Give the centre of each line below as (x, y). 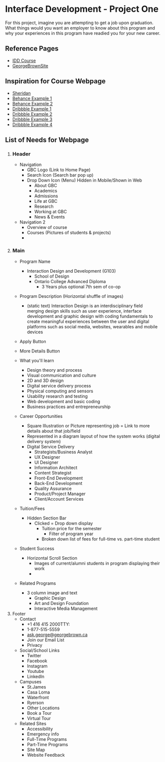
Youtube (35, 671)
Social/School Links (40, 650)
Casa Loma (38, 692)
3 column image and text (52, 593)
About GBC (46, 186)
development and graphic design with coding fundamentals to (90, 316)
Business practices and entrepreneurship (69, 407)
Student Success (37, 548)
